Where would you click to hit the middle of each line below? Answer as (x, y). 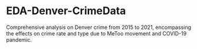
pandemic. (19, 40)
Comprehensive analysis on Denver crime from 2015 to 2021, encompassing (99, 27)
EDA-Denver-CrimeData (66, 11)
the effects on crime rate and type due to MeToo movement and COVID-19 (96, 33)
